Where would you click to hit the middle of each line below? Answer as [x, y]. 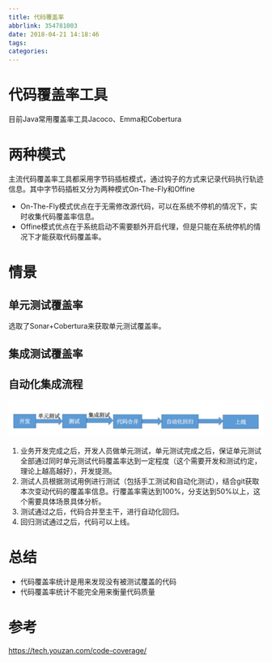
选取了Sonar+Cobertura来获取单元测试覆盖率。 [87, 326]
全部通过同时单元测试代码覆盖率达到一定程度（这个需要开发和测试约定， [140, 461]
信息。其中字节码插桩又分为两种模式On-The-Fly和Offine [102, 189]
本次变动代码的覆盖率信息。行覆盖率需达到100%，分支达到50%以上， [136, 492]
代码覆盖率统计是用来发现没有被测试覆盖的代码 [98, 581]
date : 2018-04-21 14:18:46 [54, 34]
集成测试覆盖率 [46, 354]
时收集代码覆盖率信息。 [59, 216]
